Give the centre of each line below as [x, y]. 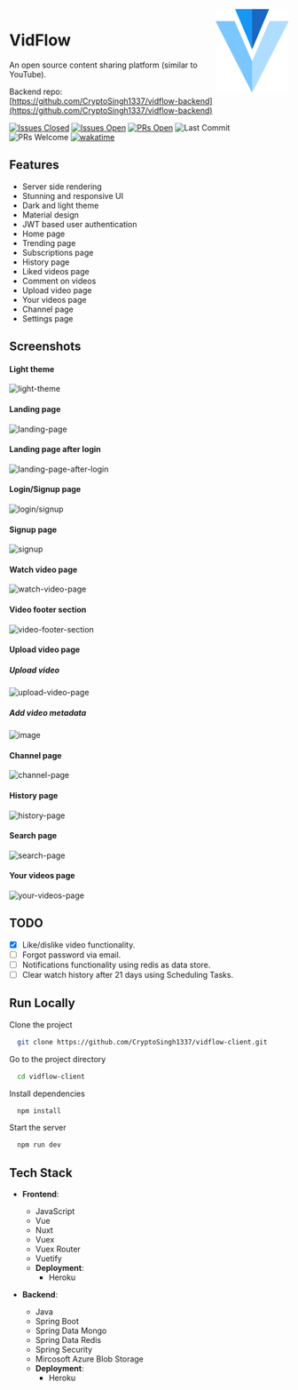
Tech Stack [41, 1173]
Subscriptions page [58, 252]
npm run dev [39, 1145]
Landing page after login [55, 449]
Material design [51, 214]
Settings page [47, 318]
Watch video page [43, 569]
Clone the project [41, 1024]
